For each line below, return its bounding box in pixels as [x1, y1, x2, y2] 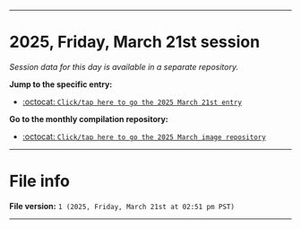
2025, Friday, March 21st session [9, 32, 261, 52]
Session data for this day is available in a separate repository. [9, 61, 239, 72]
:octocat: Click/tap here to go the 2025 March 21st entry [21, 96, 242, 107]
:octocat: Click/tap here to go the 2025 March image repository [21, 131, 266, 142]
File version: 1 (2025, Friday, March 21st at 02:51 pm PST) [9, 200, 236, 211]
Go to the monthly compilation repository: [9, 113, 168, 124]
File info [9, 172, 70, 191]
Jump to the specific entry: [9, 78, 113, 90]
